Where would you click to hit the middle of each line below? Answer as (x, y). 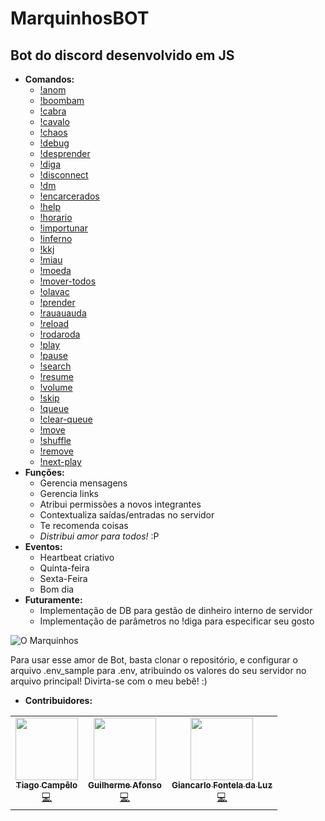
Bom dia (57, 589)
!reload (54, 323)
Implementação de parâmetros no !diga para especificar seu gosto (177, 621)
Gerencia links (69, 493)
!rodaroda (60, 334)
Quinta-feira (64, 568)
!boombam (62, 100)
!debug (54, 143)
